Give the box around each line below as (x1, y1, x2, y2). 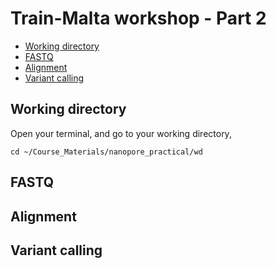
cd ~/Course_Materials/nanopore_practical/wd (10, 147, 203, 157)
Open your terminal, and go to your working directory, (10, 127, 232, 139)
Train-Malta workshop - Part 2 (10, 7, 267, 30)
